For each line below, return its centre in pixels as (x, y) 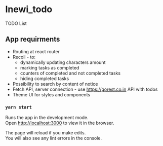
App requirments (33, 39)
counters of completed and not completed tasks (70, 73)
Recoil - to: (24, 57)
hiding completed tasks (45, 78)
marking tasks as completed (50, 67)
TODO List (16, 23)
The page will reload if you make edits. (46, 133)
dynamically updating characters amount (63, 62)
